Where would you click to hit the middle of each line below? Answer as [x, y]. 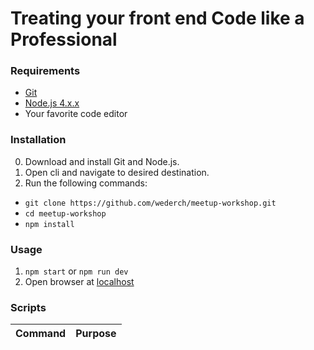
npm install [49, 224]
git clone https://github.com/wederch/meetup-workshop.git [150, 203]
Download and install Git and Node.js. [102, 161]
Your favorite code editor [76, 114]
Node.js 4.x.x [52, 103]
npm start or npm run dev [76, 271]
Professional [64, 39]
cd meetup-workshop [65, 213]
